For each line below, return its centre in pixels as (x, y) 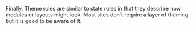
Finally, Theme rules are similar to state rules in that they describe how (93, 9)
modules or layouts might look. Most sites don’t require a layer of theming (97, 15)
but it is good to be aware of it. (44, 21)
